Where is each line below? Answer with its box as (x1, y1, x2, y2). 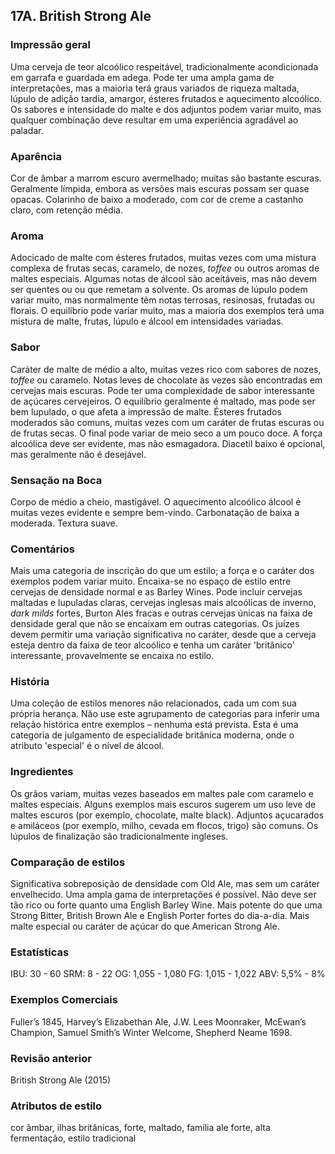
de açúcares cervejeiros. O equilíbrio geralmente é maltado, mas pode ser (10, 395, 316, 407)
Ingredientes (10, 765, 74, 779)
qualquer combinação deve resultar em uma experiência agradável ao (10, 114, 299, 126)
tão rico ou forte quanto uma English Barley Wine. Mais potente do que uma (10, 899, 323, 911)
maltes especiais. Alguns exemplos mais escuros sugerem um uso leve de (10, 798, 317, 810)
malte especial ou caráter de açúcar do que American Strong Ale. (10, 920, 280, 933)
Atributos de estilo (10, 1099, 103, 1113)
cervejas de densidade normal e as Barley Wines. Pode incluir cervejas (10, 586, 303, 598)
